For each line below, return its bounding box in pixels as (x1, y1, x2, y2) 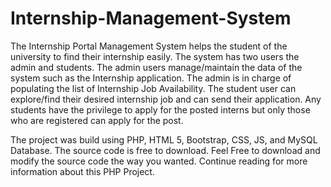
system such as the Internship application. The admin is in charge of (10, 72, 292, 84)
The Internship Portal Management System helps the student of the (10, 40, 288, 52)
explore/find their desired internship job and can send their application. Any (10, 93, 322, 105)
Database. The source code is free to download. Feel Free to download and (10, 144, 321, 156)
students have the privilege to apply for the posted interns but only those (10, 103, 311, 116)
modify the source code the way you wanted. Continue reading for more (10, 155, 308, 167)
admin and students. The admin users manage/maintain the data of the (10, 61, 303, 73)
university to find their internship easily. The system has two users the (10, 50, 300, 62)
